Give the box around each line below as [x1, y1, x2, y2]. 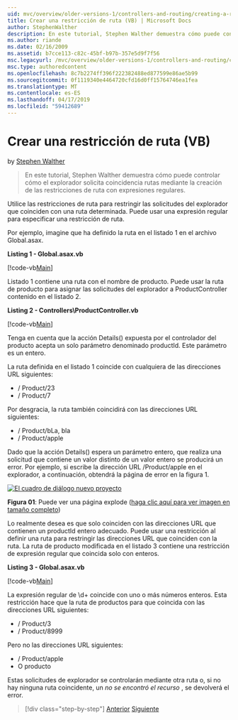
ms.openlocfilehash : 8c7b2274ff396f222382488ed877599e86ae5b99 [7, 70, 198, 77]
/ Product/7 [17, 391, 51, 400]
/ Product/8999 [17, 626, 63, 636]
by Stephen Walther [7, 157, 65, 165]
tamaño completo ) [7, 505, 61, 513]
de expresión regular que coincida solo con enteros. [7, 549, 159, 557]
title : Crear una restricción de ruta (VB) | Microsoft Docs [7, 17, 192, 24]
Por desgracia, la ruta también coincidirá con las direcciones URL [7, 405, 198, 413]
